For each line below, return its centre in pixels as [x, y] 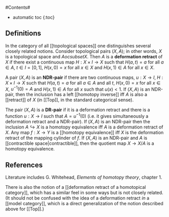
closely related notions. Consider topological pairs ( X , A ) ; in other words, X [84, 51]
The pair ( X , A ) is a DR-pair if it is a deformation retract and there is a [78, 110]
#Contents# [18, 7]
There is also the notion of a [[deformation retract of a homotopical [76, 187]
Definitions [23, 34]
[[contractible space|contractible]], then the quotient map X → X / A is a [80, 143]
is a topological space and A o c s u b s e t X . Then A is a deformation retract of [84, 56]
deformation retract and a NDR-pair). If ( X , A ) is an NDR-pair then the [78, 122]
